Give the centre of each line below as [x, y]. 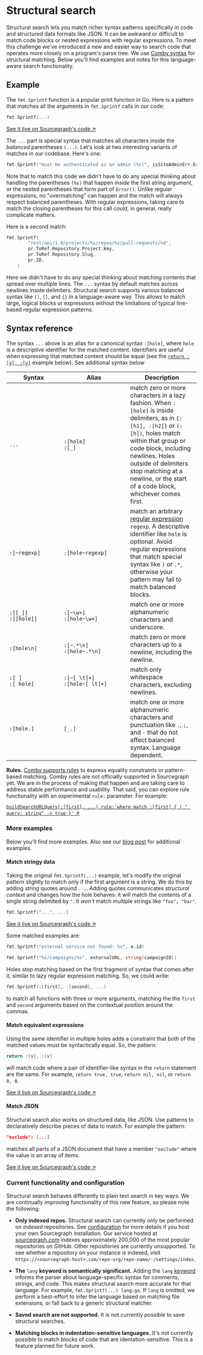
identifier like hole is [159, 534]
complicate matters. [31, 215]
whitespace [147, 677]
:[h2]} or [162, 425]
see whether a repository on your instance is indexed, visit [88, 1253]
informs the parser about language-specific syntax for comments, [97, 1277]
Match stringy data [31, 862]
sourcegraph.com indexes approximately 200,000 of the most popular [102, 1240]
